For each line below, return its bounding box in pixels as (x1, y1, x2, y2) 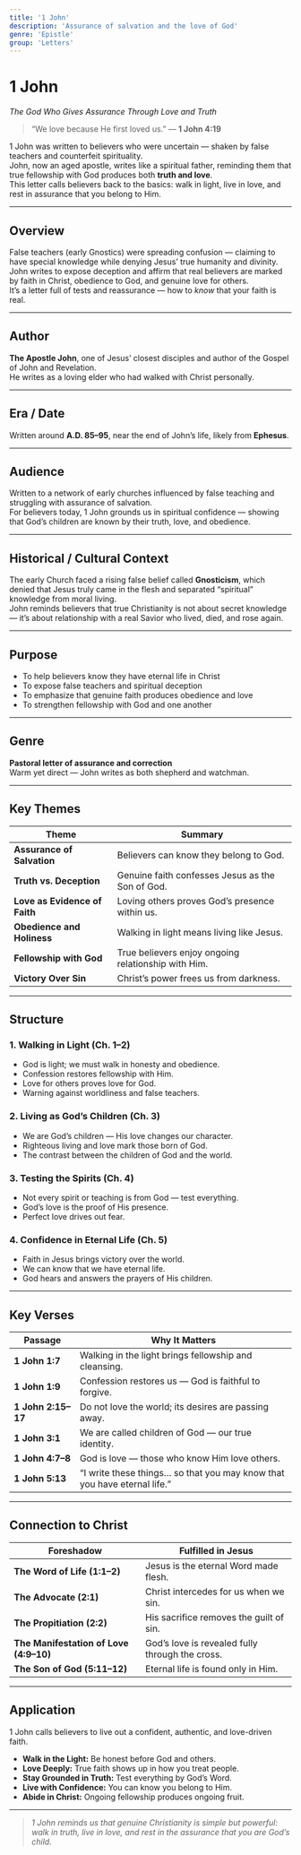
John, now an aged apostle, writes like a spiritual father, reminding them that (9, 160, 292, 171)
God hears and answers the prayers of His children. (21, 1273, 213, 1284)
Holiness (13, 931, 52, 944)
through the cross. (144, 1648, 222, 1661)
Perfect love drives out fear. (21, 1211, 125, 1221)
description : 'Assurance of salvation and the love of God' (9, 22, 239, 30)
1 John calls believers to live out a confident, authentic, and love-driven (9, 1726, 272, 1737)
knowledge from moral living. (9, 593, 117, 605)
